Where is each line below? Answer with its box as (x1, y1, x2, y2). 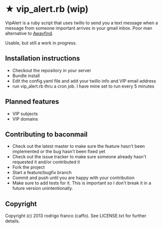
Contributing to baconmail (5, 130, 88, 138)
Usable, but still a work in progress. (5, 40, 77, 46)
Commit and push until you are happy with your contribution (12, 175, 135, 181)
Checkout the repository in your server (12, 67, 91, 73)
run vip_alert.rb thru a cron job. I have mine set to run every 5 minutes (12, 83, 155, 89)
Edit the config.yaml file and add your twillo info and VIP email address (12, 78, 157, 84)
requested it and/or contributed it (12, 159, 80, 165)
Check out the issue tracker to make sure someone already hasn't (12, 154, 147, 160)
